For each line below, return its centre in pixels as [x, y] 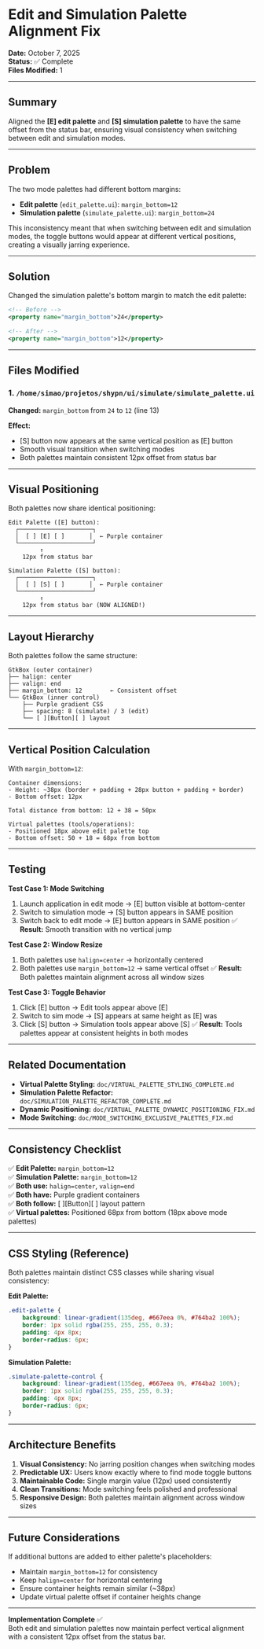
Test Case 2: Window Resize [56, 944]
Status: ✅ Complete [41, 61]
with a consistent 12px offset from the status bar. [87, 1636]
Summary [33, 103]
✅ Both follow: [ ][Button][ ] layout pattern [77, 1204]
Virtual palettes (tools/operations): [71, 824]
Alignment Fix [55, 31]
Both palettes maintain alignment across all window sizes [112, 977]
